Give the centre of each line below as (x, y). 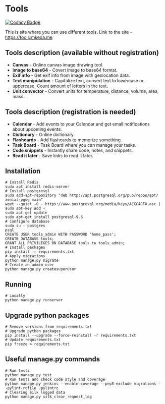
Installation (23, 171)
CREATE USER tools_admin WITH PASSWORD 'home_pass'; (61, 234)
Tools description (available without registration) (82, 53)
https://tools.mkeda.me (29, 37)
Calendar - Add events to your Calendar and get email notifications (81, 124)
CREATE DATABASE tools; (30, 239)
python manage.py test (28, 375)
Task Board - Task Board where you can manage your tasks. (74, 145)
